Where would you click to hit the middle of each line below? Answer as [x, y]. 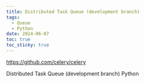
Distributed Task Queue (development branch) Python [72, 73]
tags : [13, 17]
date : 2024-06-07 [28, 34]
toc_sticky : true [28, 45]
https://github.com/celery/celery [46, 62]
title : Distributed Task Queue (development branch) [73, 12]
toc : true [18, 39]
